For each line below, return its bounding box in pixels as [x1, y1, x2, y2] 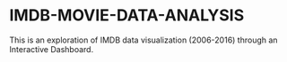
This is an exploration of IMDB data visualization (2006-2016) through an [9, 35, 278, 45]
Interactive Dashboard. [9, 43, 94, 54]
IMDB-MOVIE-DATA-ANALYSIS [9, 5, 245, 26]
